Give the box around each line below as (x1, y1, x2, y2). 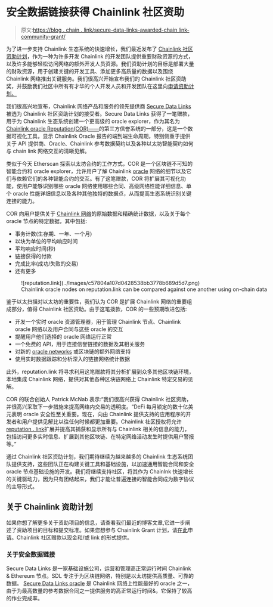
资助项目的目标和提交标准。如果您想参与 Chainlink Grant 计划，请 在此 (16, 526, 188, 534)
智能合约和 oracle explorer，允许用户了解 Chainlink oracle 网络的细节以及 (6, 168, 187, 175)
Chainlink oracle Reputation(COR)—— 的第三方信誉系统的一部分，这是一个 (6, 125, 188, 132)
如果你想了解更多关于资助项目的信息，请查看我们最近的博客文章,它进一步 (6, 519, 186, 526)
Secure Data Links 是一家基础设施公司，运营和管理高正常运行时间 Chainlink (6, 565, 192, 572)
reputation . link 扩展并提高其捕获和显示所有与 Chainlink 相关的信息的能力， (6, 425, 190, 432)
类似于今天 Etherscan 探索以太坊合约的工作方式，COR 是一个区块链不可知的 (6, 160, 193, 167)
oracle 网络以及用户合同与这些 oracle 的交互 (14, 326, 123, 333)
